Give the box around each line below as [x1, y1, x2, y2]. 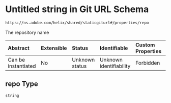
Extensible [40, 44, 67, 51]
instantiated [8, 62, 36, 69]
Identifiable [99, 44, 128, 51]
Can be [8, 56, 25, 63]
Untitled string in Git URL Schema [5, 4, 149, 15]
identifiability [99, 62, 131, 69]
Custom [135, 41, 155, 48]
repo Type [5, 80, 38, 88]
